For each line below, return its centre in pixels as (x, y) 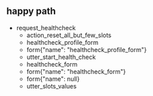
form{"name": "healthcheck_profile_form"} (87, 49)
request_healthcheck (46, 27)
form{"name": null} (53, 79)
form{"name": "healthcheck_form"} (76, 71)
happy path (31, 11)
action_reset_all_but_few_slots (69, 35)
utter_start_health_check (61, 57)
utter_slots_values (51, 86)
